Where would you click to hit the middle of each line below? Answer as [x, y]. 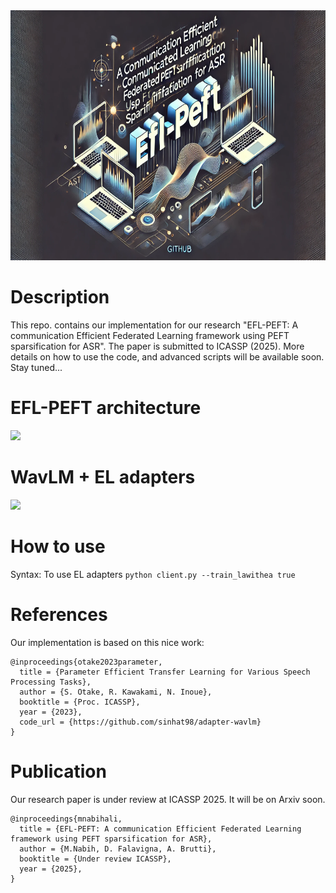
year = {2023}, [51, 712]
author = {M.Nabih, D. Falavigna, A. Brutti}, [118, 849]
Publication [58, 771]
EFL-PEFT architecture [106, 408]
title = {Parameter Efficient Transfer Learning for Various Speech [165, 672]
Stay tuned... [36, 367]
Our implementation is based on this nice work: [107, 642]
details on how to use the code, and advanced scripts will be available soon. [167, 356]
